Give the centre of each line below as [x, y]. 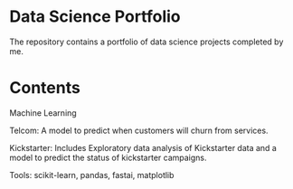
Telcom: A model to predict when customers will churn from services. [139, 130]
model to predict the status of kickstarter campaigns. [108, 157]
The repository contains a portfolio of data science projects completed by [146, 42]
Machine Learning [43, 113]
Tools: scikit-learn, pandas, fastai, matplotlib [92, 175]
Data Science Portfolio [95, 17]
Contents [45, 88]
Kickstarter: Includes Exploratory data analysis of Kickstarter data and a [143, 147]
